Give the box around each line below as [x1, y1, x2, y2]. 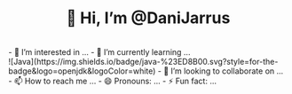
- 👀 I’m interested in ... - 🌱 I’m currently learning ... [8, 46, 191, 57]
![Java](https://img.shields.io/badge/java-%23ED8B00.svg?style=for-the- [8, 56, 279, 67]
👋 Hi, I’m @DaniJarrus [66, 8, 231, 28]
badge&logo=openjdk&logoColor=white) [8, 66, 156, 76]
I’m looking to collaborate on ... [170, 66, 284, 76]
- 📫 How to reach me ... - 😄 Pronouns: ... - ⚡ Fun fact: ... [8, 75, 217, 86]
